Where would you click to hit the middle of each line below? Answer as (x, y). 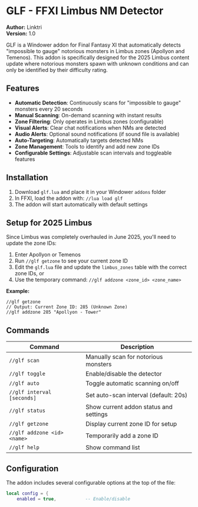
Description (137, 347)
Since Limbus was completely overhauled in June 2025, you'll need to (91, 237)
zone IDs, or (29, 274)
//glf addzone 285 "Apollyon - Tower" (54, 312)
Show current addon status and (129, 407)
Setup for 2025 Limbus (49, 223)
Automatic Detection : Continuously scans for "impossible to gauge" (98, 103)
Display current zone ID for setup (131, 424)
